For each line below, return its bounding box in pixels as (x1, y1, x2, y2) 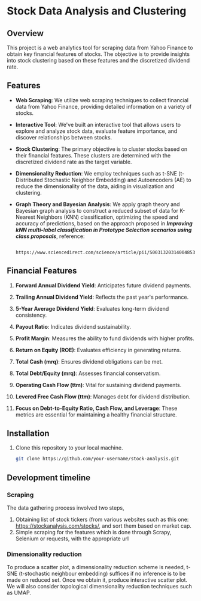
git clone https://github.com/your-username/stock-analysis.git (15, 456, 179, 462)
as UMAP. (7, 589, 32, 596)
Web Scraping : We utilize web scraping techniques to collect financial (15, 96, 189, 103)
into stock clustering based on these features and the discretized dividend (7, 57, 190, 64)
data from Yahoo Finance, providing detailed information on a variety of (15, 103, 192, 110)
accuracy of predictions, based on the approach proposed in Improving (15, 219, 193, 227)
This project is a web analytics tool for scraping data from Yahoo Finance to (7, 44, 193, 51)
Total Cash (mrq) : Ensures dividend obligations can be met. (15, 358, 163, 365)
